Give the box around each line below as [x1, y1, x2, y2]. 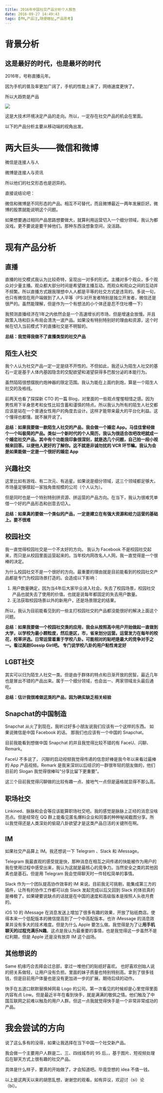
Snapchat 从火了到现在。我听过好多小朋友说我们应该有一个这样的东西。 [5, 723, 149, 729]
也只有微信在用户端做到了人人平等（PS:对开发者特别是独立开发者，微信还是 [5, 295, 156, 301]
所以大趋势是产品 [5, 94, 39, 100]
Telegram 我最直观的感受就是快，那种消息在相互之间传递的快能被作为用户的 [5, 858, 157, 864]
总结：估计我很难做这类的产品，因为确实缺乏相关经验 [5, 694, 112, 700]
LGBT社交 [5, 658, 34, 666]
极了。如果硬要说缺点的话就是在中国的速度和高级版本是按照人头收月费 [13, 893, 154, 899]
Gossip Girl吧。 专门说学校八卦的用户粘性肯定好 [30, 642, 127, 648]
